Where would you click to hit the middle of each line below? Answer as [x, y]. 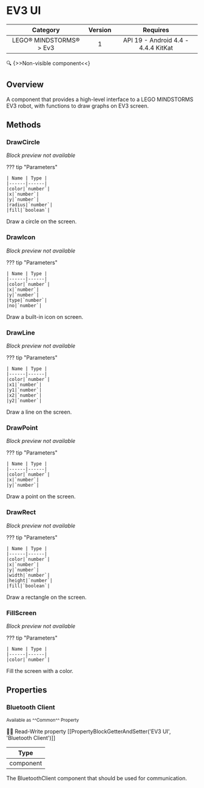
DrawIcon [21, 237]
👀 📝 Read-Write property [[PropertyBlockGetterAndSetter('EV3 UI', [89, 731]
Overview [25, 85]
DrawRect [21, 512]
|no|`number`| [24, 305]
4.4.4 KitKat [156, 47]
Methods [24, 125]
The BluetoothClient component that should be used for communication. [97, 778]
